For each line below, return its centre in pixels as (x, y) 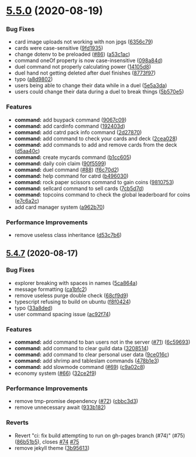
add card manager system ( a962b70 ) (60, 207)
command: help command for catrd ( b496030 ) (71, 176)
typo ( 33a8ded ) (33, 308)
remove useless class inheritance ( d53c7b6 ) (68, 235)
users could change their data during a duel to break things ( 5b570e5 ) (99, 92)
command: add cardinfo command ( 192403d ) (70, 126)
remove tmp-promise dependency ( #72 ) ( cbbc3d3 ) (76, 401)
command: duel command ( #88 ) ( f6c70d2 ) (67, 170)
